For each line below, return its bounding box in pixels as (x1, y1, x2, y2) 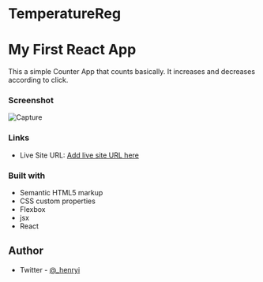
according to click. (8, 76, 69, 85)
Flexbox (19, 205, 46, 214)
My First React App (8, 41, 137, 59)
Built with (8, 170, 46, 181)
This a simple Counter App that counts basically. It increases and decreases (8, 67, 255, 76)
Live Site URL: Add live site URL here (19, 150, 140, 160)
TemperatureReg (8, 5, 121, 23)
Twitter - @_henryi (19, 265, 81, 274)
